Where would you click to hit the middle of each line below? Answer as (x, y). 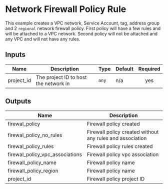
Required (149, 68)
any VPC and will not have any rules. (43, 39)
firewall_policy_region (33, 170)
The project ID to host (61, 77)
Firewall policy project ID (116, 178)
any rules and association (117, 138)
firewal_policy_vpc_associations (45, 154)
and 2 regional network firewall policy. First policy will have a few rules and (83, 28)
